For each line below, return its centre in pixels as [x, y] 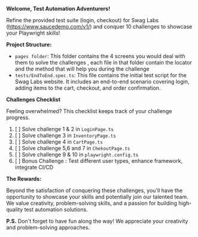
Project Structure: [29, 45]
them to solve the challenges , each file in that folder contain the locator [103, 63]
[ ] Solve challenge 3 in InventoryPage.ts [66, 135]
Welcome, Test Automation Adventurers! [58, 9]
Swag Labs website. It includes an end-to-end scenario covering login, [102, 81]
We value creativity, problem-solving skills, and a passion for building [92, 203]
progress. [18, 117]
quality [15, 209]
